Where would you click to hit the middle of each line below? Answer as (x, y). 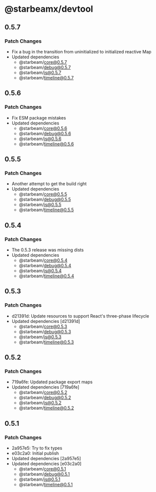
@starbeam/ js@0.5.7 (40, 73)
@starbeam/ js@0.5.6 (40, 139)
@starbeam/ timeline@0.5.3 (46, 342)
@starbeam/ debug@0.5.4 (45, 265)
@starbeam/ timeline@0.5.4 (46, 276)
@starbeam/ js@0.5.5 (40, 205)
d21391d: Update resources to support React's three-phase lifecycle (80, 316)
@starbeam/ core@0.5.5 (43, 194)
